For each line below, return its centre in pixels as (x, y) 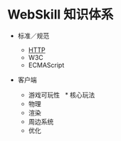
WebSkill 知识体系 (60, 15)
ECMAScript (46, 65)
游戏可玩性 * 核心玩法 (62, 95)
